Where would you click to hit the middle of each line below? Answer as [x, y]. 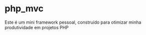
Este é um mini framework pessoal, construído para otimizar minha [73, 22]
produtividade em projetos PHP [37, 27]
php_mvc [24, 9]
